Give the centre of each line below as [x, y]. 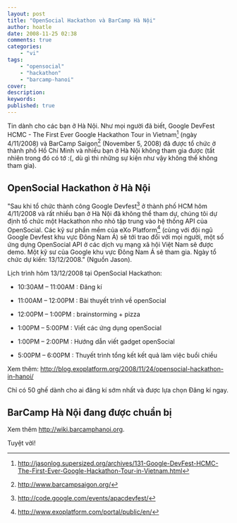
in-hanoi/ [20, 377]
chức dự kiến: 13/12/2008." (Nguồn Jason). [70, 260]
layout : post [26, 14]
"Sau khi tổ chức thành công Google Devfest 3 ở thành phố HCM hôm [108, 205]
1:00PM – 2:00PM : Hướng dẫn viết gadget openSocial [96, 342]
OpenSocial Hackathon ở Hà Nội [79, 188]
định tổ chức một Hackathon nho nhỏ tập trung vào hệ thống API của [108, 221]
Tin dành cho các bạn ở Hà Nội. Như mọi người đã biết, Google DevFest [111, 126]
